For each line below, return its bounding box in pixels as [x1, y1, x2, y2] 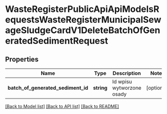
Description [112, 70, 141, 77]
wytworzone [112, 85, 142, 91]
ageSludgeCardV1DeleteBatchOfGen [5, 25, 161, 36]
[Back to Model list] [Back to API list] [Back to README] [5, 104, 119, 109]
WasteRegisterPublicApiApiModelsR [5, 3, 160, 15]
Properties [5, 55, 39, 63]
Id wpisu [112, 78, 132, 85]
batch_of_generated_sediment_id [7, 85, 88, 91]
